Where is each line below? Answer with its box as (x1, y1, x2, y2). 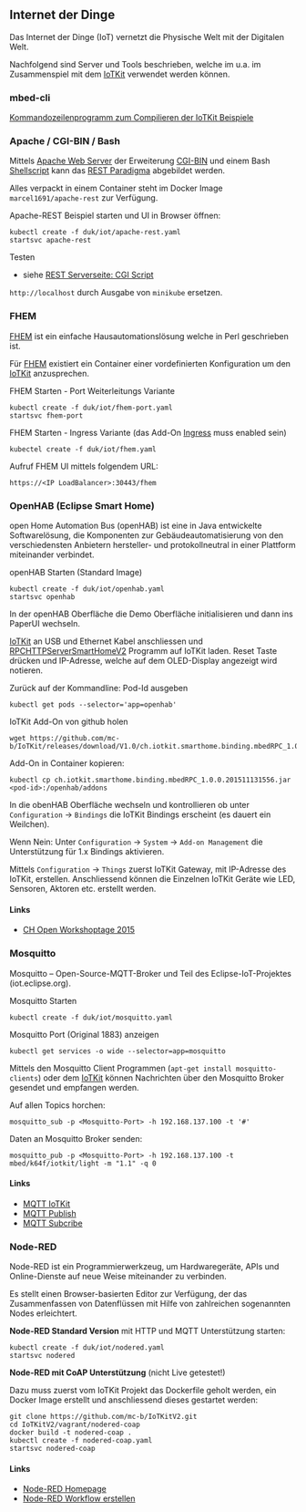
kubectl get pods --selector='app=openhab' (9, 700, 178, 709)
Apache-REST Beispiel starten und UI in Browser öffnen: (9, 210, 221, 222)
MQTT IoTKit (22, 1198, 71, 1209)
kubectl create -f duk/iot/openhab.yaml (9, 585, 166, 594)
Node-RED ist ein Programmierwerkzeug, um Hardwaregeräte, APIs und (9, 1261, 280, 1271)
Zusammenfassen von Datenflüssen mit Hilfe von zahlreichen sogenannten (9, 1299, 291, 1309)
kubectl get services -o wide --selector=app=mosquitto (9, 1046, 226, 1056)
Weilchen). (9, 819, 50, 829)
